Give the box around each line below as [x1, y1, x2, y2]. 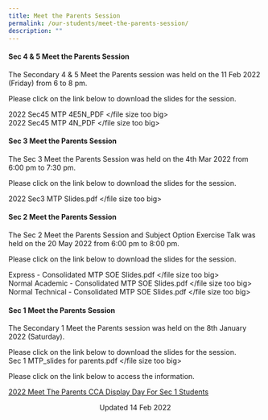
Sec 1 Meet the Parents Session [8, 305, 116, 315]
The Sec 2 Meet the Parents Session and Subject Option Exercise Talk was [8, 230, 256, 240]
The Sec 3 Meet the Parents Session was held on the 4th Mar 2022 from [8, 154, 249, 163]
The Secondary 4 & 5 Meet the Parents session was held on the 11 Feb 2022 [8, 69, 261, 79]
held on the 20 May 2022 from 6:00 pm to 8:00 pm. [8, 238, 179, 248]
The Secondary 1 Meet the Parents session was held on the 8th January [8, 323, 247, 333]
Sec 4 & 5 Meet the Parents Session [8, 51, 130, 61]
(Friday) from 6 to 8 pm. [8, 78, 88, 88]
